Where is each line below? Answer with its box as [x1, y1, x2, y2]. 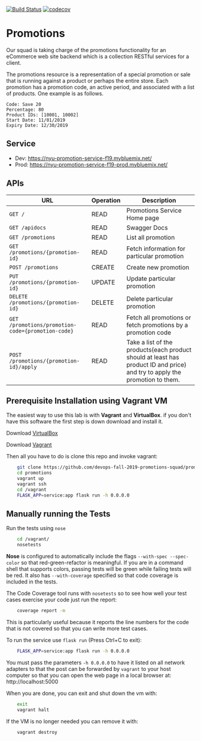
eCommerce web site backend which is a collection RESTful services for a [6, 53, 190, 60]
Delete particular [126, 294, 173, 303]
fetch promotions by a [126, 320, 188, 329]
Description [142, 196, 176, 204]
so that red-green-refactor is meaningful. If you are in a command [20, 559, 184, 566]
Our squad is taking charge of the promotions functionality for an [6, 46, 166, 53]
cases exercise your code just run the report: [6, 596, 117, 603]
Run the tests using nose [6, 525, 66, 532]
